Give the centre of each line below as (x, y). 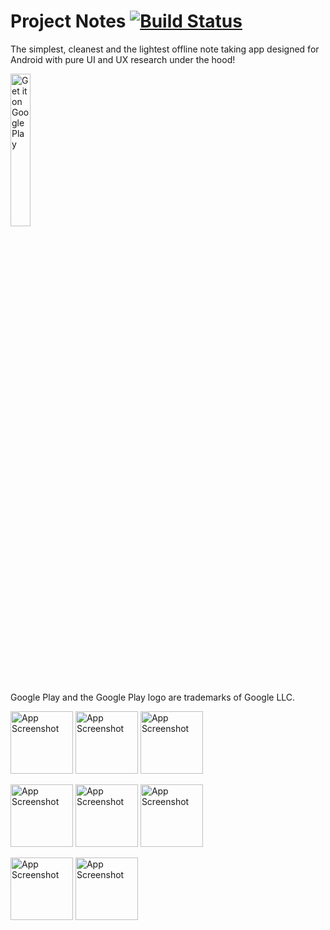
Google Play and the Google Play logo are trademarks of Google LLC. (153, 697)
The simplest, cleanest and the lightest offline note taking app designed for (165, 49)
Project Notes (68, 21)
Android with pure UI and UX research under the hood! (123, 59)
